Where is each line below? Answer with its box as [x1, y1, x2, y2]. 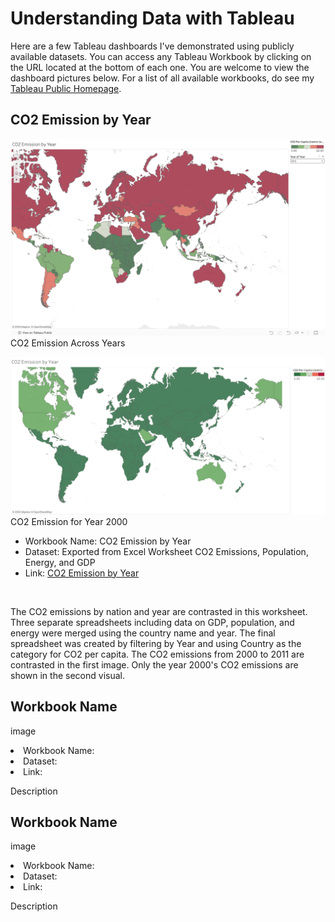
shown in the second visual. [10, 669, 125, 681]
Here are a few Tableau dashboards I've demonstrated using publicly [10, 40, 295, 52]
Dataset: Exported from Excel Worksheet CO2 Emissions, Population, [24, 545, 309, 557]
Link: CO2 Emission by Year [24, 567, 140, 579]
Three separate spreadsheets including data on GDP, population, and [10, 616, 295, 628]
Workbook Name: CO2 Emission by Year [24, 535, 192, 547]
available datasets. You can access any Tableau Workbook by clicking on [10, 50, 312, 62]
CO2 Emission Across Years [10, 337, 126, 349]
